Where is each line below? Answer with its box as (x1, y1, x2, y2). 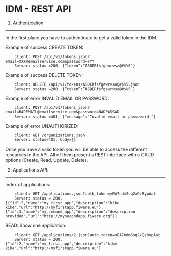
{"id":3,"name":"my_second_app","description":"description (5, 209, 136, 214)
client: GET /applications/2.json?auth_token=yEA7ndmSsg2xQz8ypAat (14, 232, 160, 237)
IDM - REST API (5, 3, 71, 15)
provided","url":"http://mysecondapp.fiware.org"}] (5, 213, 117, 219)
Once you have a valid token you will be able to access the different (5, 146, 147, 152)
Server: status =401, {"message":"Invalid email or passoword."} (14, 114, 156, 119)
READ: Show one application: (5, 222, 67, 229)
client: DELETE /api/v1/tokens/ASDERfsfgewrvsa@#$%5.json (14, 82, 140, 87)
